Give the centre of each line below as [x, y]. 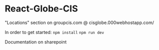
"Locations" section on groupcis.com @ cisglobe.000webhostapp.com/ [79, 22]
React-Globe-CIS [41, 9]
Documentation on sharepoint [36, 42]
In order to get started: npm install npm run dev [54, 32]
